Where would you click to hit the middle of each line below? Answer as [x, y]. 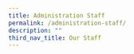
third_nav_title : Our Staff [55, 38]
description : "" [35, 30]
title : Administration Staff [57, 15]
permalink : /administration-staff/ [67, 23]
